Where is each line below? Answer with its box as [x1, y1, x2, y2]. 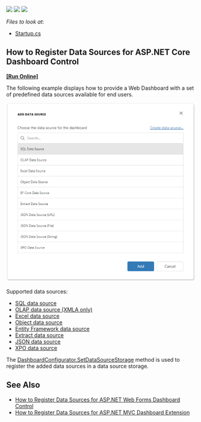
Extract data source [14, 332, 64, 339]
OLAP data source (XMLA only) [14, 306, 93, 313]
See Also [6, 380, 40, 390]
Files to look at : [6, 18, 45, 25]
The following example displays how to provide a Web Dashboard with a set [6, 84, 194, 92]
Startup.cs [14, 30, 41, 37]
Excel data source [14, 312, 60, 320]
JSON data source [14, 338, 61, 345]
